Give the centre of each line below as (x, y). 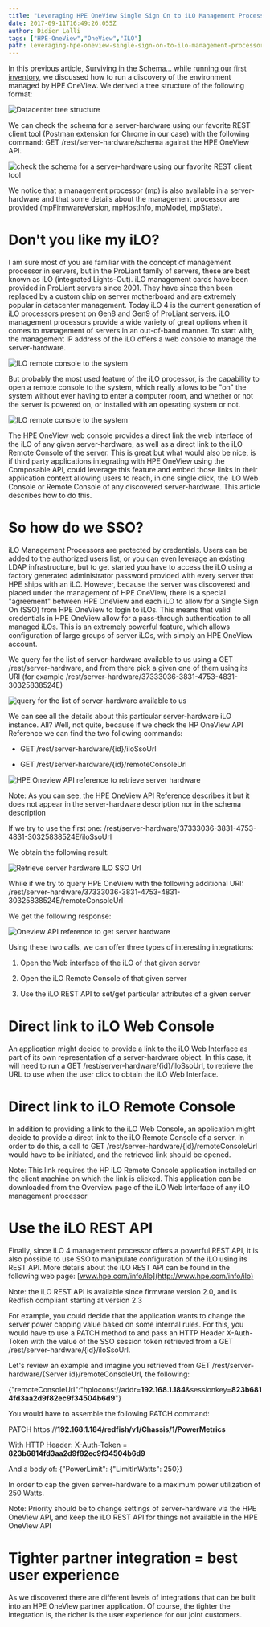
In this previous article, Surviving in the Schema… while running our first (127, 68)
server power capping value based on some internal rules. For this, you (126, 1324)
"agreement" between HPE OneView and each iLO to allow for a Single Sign (133, 601)
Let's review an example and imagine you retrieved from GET (109, 1365)
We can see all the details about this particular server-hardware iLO (120, 716)
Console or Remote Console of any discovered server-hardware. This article (135, 487)
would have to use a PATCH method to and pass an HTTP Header (117, 1333)
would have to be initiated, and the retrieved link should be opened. (120, 1155)
